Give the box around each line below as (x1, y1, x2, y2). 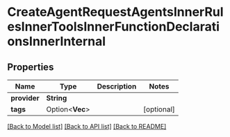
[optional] (143, 104, 175, 114)
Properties (7, 61, 54, 73)
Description (97, 82, 137, 91)
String (46, 93, 67, 102)
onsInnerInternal (7, 34, 106, 49)
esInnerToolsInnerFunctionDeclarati (7, 19, 220, 35)
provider (10, 93, 40, 102)
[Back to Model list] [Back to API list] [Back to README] (7, 122, 167, 130)
